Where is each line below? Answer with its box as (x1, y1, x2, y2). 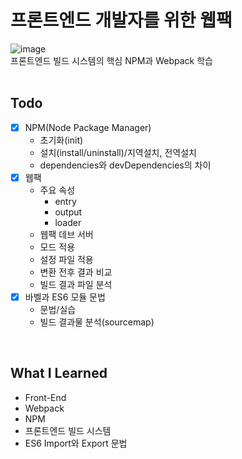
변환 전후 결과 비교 (39, 266, 113, 278)
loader (54, 216, 82, 228)
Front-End (24, 391, 67, 403)
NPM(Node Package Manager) (24, 121, 152, 133)
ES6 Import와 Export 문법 (24, 437, 128, 449)
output (54, 206, 83, 218)
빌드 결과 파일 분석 (39, 278, 113, 290)
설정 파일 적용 (39, 253, 94, 265)
